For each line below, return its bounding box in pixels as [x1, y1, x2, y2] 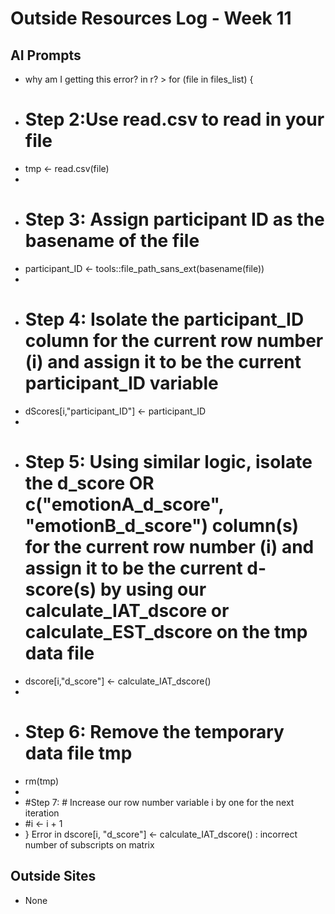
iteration [24, 807, 60, 819]
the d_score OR [24, 472, 155, 494]
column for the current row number [24, 330, 324, 352]
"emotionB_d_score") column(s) [24, 515, 300, 537]
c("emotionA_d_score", [24, 493, 224, 516]
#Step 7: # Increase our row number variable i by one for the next [24, 796, 295, 808]
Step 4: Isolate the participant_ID [24, 308, 305, 331]
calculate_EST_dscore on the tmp [24, 621, 308, 643]
